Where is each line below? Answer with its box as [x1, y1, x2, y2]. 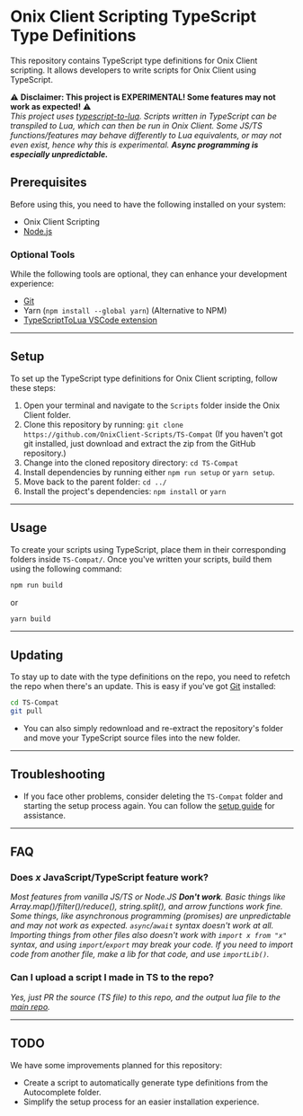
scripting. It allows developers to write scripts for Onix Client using [10, 65, 257, 75]
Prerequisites [10, 175, 87, 190]
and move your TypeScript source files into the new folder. [22, 732, 241, 743]
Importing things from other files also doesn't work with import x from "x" [10, 930, 287, 941]
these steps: [10, 382, 57, 393]
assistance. [22, 810, 67, 820]
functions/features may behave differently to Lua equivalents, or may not [10, 129, 282, 140]
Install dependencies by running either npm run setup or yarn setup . [22, 466, 275, 477]
